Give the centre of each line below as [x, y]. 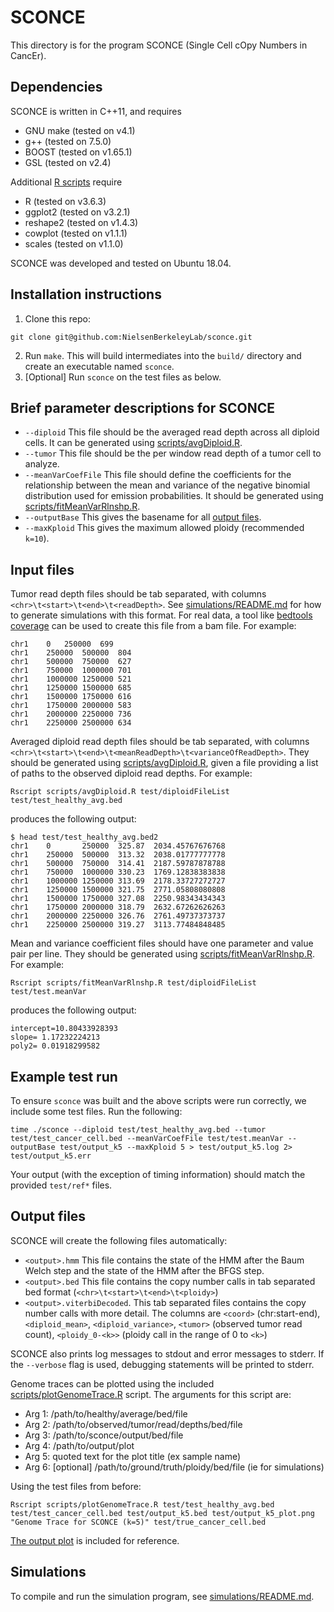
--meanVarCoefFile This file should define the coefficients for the [158, 475]
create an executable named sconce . [99, 366]
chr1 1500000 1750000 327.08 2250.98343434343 [118, 899]
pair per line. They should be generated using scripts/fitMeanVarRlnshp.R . [162, 954]
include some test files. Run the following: [96, 1111]
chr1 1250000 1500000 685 [71, 688]
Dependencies [56, 87]
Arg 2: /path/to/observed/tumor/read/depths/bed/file [133, 1424]
